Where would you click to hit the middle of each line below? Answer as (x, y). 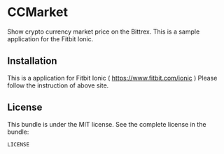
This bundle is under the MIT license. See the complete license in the (107, 124)
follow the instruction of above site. (58, 85)
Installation (32, 61)
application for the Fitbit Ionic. (50, 38)
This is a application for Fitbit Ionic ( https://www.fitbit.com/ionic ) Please (112, 78)
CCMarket (38, 12)
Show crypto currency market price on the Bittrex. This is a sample (104, 31)
